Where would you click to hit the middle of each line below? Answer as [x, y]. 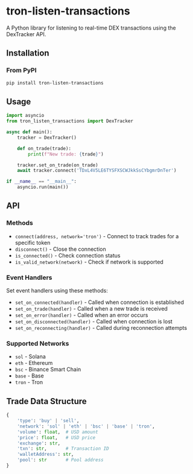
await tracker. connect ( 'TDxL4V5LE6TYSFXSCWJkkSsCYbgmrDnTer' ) [97, 171]
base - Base [29, 376]
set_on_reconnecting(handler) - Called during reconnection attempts [101, 328]
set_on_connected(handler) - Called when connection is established [99, 302]
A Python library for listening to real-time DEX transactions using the [91, 28]
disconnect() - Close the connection [61, 249]
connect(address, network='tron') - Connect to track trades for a [97, 236]
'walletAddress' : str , [46, 454]
